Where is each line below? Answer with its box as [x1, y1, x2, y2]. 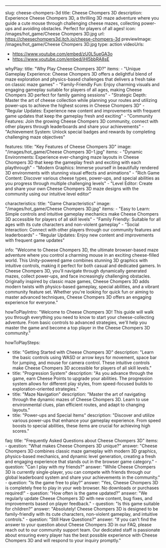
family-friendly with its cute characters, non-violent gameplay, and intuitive [5, 511, 158, 517]
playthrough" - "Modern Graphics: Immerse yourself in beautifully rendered [5, 165, 159, 171]
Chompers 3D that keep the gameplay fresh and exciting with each [5, 159, 141, 165]
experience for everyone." [5, 300, 58, 305]
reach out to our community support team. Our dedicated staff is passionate [5, 527, 161, 533]
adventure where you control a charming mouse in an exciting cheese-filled [5, 252, 159, 258]
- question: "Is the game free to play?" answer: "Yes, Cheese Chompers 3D [5, 480, 159, 485]
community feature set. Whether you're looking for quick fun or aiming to [5, 289, 154, 295]
